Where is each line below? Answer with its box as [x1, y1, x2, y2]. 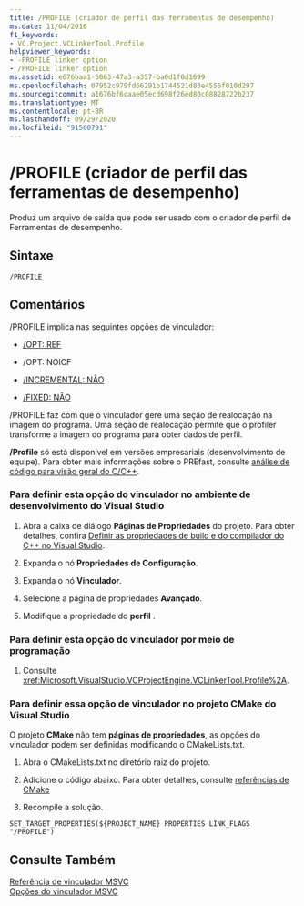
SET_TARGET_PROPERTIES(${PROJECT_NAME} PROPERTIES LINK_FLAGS [9, 819, 250, 829]
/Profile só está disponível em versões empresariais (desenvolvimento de [9, 446, 286, 457]
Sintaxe [9, 248, 54, 264]
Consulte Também [9, 852, 117, 868]
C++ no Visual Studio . [22, 539, 106, 551]
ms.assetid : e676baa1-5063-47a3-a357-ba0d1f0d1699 [9, 73, 206, 82]
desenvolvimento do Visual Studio [9, 500, 165, 513]
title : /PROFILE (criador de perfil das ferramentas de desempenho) [9, 13, 275, 23]
